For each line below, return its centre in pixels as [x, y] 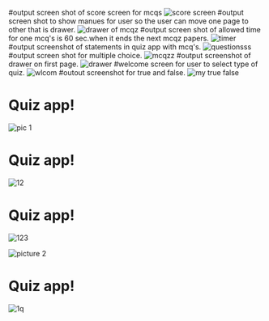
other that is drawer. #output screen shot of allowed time [134, 30]
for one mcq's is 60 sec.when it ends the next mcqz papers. [109, 38]
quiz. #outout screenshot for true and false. [97, 72]
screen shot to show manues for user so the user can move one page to [128, 21]
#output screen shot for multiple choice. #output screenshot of [130, 55]
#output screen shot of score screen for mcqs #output [126, 13]
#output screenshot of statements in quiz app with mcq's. [105, 47]
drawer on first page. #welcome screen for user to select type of [133, 64]
